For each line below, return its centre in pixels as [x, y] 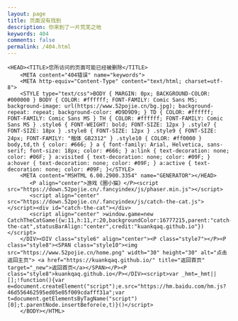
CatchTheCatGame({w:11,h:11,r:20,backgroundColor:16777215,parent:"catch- [120, 220]
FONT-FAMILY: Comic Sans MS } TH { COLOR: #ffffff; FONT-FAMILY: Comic [115, 118]
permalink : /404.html [39, 47]
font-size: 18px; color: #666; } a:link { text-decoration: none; [130, 151]
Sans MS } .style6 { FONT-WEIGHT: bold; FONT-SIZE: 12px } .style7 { [112, 125]
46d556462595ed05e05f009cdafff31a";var [66, 293]
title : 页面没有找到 [34, 21]
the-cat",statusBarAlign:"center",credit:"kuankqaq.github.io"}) [106, 227]
